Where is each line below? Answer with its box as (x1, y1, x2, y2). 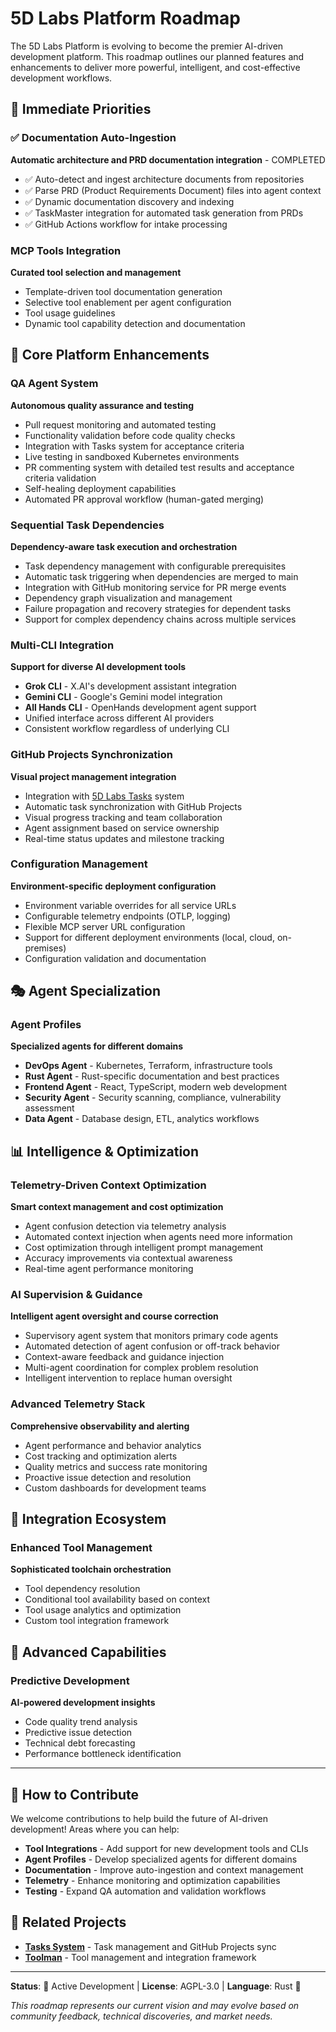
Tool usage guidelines (24, 307, 116, 319)
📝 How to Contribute (10, 1786, 140, 1803)
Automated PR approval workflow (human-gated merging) (24, 493, 265, 505)
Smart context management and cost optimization (10, 1201, 224, 1213)
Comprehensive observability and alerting (10, 1420, 190, 1432)
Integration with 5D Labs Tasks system (24, 790, 185, 802)
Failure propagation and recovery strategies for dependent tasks (24, 602, 292, 614)
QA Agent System (10, 377, 99, 391)
